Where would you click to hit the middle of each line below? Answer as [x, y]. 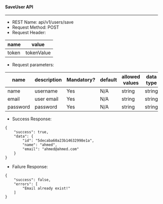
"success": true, [31, 132]
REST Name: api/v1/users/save [43, 22]
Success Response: [32, 119]
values [131, 83]
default [109, 80]
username [46, 91]
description [48, 80]
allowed [131, 77]
